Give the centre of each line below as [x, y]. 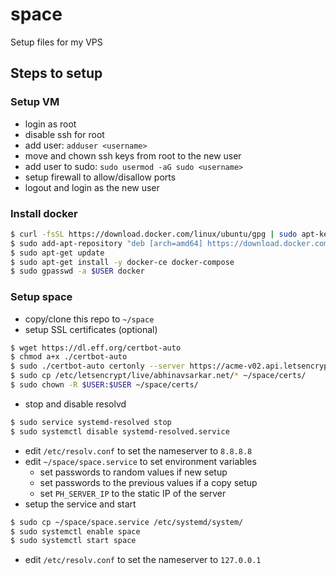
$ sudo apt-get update [57, 253]
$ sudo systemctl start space [73, 541]
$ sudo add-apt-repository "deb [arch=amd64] [106, 243]
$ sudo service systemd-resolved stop [91, 422]
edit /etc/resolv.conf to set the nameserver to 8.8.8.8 [138, 450]
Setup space [41, 297]
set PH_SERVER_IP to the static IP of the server [133, 493]
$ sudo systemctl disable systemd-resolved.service [120, 431]
